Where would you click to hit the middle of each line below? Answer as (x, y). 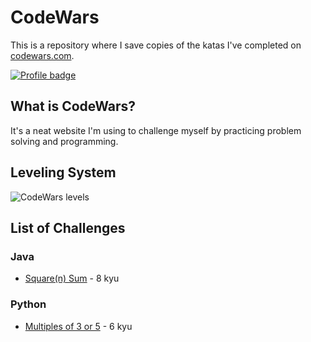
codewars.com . (42, 55)
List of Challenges (68, 227)
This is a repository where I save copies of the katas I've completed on (156, 45)
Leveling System (63, 172)
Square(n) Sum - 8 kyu (72, 278)
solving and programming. (64, 141)
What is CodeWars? (73, 106)
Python (28, 304)
